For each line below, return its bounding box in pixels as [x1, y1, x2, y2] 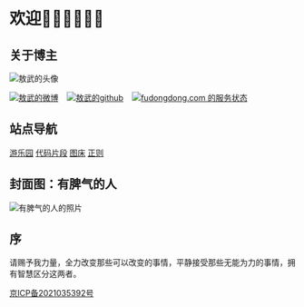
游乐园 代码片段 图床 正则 [9, 147, 104, 158]
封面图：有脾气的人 [9, 176, 117, 192]
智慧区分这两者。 [16, 269, 82, 280]
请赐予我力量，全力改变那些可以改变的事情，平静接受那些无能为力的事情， [9, 257, 288, 268]
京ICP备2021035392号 [9, 288, 94, 299]
